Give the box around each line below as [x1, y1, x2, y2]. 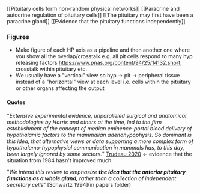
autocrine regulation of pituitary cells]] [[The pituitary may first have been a [7, 11, 193, 19]
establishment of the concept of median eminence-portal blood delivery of [7, 124, 192, 132]
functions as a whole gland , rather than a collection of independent [7, 174, 177, 182]
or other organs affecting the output [15, 85, 105, 92]
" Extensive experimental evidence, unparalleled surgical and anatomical [7, 112, 187, 119]
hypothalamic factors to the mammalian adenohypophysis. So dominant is [7, 131, 192, 138]
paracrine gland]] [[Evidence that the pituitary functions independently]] [7, 18, 186, 25]
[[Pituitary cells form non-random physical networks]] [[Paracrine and [7, 5, 180, 12]
